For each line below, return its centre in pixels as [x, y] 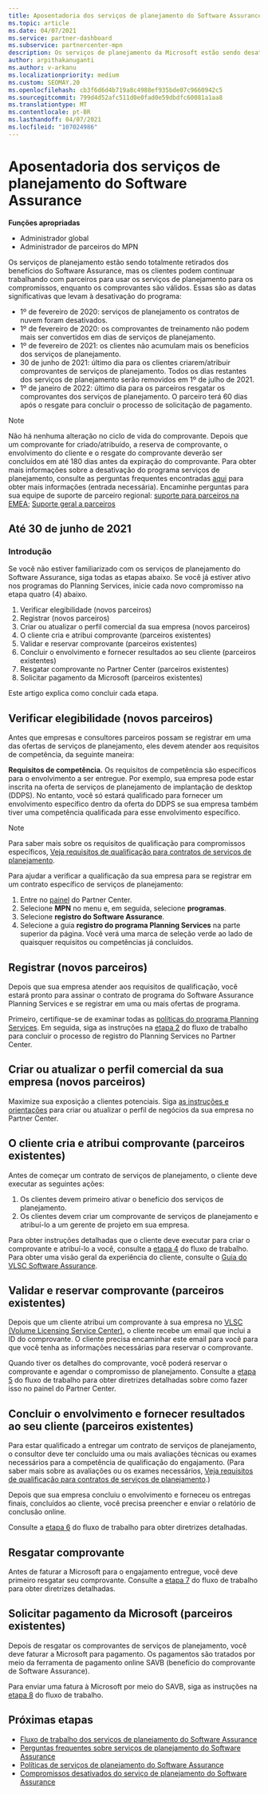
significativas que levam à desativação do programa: [95, 296]
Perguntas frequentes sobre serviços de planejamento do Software [130, 1748]
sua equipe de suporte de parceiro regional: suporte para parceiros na [124, 495]
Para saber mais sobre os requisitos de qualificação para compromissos [127, 843]
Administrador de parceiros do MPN [79, 246]
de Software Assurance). [49, 1671]
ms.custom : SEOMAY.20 [44, 82]
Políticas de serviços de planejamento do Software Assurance [122, 1764]
